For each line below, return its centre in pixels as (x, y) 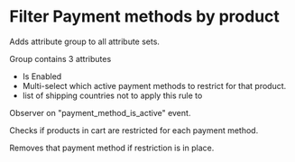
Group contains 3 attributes (60, 58)
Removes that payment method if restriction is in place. (112, 148)
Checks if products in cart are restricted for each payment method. (134, 130)
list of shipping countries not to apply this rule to (112, 95)
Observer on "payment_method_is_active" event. (100, 112)
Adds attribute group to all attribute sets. (85, 41)
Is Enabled (42, 76)
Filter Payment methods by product (144, 17)
